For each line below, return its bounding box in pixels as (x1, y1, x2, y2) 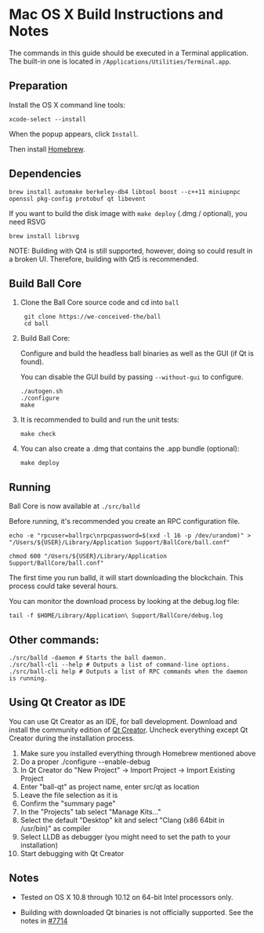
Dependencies (9, 167, 81, 181)
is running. (9, 675, 48, 682)
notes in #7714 (20, 916, 68, 925)
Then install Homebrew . (9, 144, 85, 154)
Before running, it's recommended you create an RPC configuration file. (9, 517, 240, 526)
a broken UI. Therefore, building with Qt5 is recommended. (9, 254, 199, 264)
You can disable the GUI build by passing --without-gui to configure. (20, 372, 244, 382)
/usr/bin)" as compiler (20, 823, 91, 833)
